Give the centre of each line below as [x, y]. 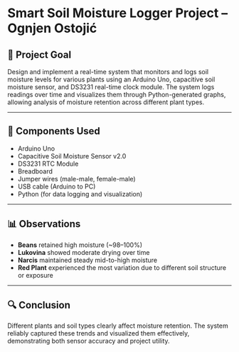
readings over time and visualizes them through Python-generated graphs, [117, 95]
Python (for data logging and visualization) [80, 193]
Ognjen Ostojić [52, 28]
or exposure [35, 275]
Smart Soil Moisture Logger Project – [118, 13]
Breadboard [35, 171]
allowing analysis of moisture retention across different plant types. [106, 102]
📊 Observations [44, 224]
